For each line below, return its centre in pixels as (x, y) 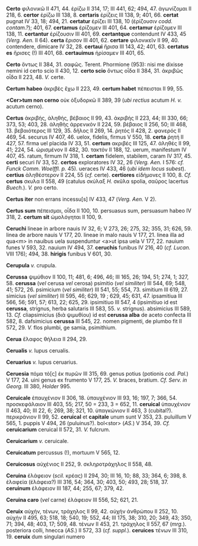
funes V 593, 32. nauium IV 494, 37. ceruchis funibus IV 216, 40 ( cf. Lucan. (98, 247)
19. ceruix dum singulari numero (46, 536)
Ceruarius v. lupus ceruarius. (42, 362)
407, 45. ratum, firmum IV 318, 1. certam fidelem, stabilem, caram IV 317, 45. (99, 156)
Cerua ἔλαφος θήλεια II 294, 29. (47, 339)
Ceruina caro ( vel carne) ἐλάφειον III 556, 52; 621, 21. (72, 500)
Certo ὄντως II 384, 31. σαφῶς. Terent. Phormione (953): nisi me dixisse (95, 64)
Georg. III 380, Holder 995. (39, 386)
